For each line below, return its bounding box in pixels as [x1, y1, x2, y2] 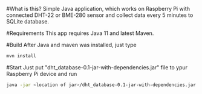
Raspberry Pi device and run [6, 70, 77, 77]
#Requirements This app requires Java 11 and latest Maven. [6, 30, 154, 37]
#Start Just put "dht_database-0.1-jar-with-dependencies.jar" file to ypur [6, 63, 188, 71]
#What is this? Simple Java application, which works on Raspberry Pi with [6, 5, 191, 12]
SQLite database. [6, 18, 50, 25]
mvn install [6, 53, 36, 59]
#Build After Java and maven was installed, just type [6, 42, 137, 48]
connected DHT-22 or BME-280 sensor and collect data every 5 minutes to [6, 11, 194, 19]
